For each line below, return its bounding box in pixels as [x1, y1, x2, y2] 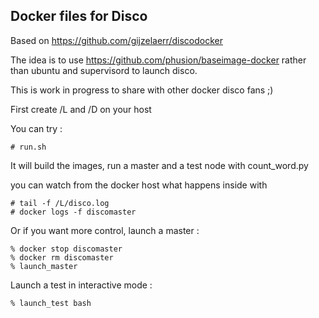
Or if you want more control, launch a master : [10, 224, 200, 236]
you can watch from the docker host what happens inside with [10, 179, 268, 191]
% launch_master [10, 261, 78, 271]
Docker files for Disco [10, 8, 148, 25]
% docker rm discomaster [10, 252, 114, 263]
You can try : [10, 122, 63, 134]
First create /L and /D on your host [10, 103, 152, 115]
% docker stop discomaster [10, 244, 123, 254]
